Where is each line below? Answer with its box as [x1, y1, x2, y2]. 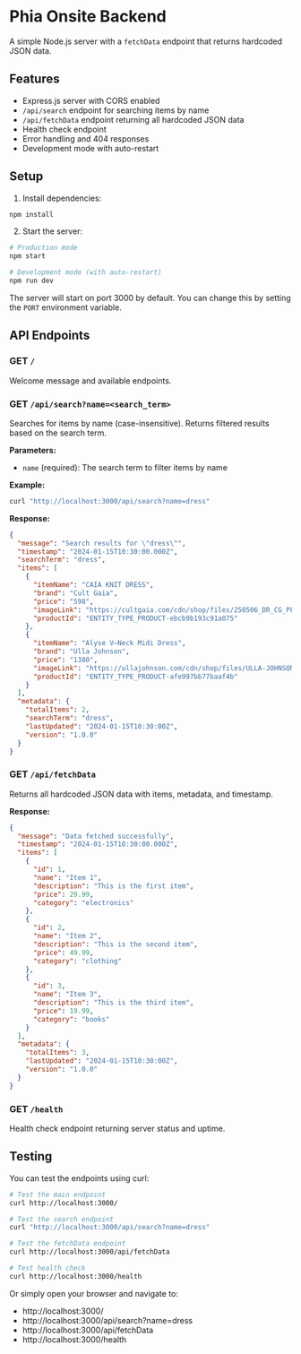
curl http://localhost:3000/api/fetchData [9, 1247, 170, 1256]
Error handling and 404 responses [21, 133, 150, 144]
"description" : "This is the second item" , [32, 939, 199, 949]
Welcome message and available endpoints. [9, 375, 172, 386]
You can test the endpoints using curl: [9, 1172, 150, 1184]
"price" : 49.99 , [32, 948, 94, 957]
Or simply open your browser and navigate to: [9, 1288, 179, 1298]
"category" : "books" [32, 1014, 110, 1023]
